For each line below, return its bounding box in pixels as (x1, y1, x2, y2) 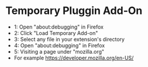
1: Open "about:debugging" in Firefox (13, 23, 104, 30)
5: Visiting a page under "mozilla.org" (13, 48, 105, 55)
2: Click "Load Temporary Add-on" (13, 29, 98, 36)
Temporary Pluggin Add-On (5, 4, 143, 17)
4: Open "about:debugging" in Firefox (13, 42, 105, 49)
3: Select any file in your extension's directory (13, 36, 125, 43)
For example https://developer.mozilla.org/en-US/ (13, 54, 134, 61)
